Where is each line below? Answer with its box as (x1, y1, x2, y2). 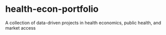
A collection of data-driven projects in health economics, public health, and (5, 20, 161, 26)
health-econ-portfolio (5, 3, 99, 15)
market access (5, 25, 36, 31)
